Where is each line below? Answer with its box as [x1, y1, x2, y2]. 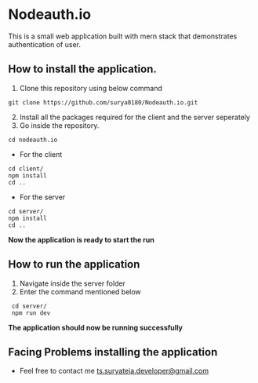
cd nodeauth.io [8, 136, 58, 144]
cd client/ [8, 165, 44, 173]
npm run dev [11, 308, 51, 317]
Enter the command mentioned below [19, 286, 141, 296]
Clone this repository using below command [19, 83, 162, 93]
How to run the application [8, 257, 140, 272]
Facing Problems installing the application [8, 345, 218, 359]
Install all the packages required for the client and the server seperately [19, 112, 251, 122]
